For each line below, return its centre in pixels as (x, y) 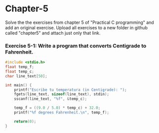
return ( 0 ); (25, 121)
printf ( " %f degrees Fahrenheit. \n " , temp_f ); (62, 113)
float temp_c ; (20, 71)
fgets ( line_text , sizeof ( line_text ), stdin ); (62, 94)
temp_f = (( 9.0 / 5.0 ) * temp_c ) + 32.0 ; (57, 108)
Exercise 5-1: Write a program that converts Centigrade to (76, 46)
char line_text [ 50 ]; (26, 76)
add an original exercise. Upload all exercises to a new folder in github (77, 27)
